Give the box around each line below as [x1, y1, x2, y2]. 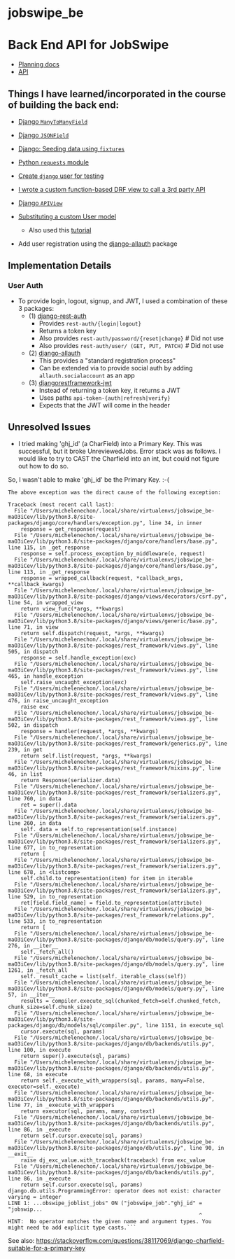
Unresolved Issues [8, 422, 92, 433]
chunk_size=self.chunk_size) [8, 1003, 93, 1011]
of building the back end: [8, 99, 120, 111]
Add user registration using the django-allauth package [17, 239, 178, 248]
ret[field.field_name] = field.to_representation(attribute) [20, 900, 202, 907]
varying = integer [8, 1194, 62, 1201]
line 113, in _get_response [8, 569, 90, 576]
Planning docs [17, 60, 60, 69]
